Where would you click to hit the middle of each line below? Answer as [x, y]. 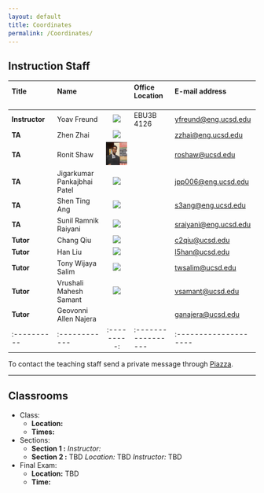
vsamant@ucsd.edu [207, 291]
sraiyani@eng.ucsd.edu [213, 225]
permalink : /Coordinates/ [50, 33]
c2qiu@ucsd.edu [202, 240]
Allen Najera [77, 318]
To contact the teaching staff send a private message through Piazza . [121, 364]
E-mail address [201, 91]
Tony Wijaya [77, 263]
